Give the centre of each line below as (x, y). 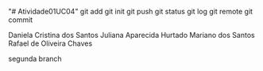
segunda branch (35, 59)
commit (21, 20)
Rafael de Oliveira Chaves (50, 43)
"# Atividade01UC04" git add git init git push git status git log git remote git (130, 11)
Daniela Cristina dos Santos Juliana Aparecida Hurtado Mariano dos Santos (132, 35)
